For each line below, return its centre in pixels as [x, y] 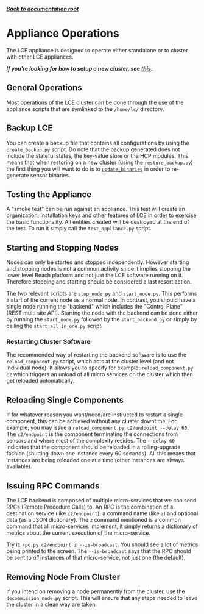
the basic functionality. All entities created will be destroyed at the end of [98, 222]
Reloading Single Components [65, 400]
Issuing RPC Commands [53, 486]
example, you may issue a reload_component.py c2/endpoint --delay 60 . [97, 428]
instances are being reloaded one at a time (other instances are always [95, 460]
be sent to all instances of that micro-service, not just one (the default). [96, 558]
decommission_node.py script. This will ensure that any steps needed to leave [102, 598]
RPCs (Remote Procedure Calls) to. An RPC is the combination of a [90, 507]
